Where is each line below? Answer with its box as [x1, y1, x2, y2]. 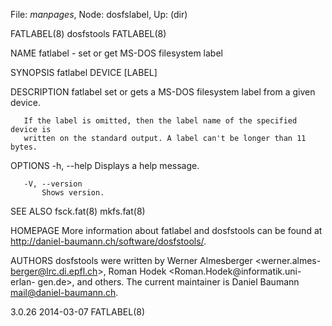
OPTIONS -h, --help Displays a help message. [10, 160, 200, 171]
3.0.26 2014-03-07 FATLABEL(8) [10, 306, 146, 318]
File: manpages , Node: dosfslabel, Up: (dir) [10, 9, 188, 20]
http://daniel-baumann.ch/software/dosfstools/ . [10, 235, 207, 247]
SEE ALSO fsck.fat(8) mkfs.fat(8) [10, 205, 146, 217]
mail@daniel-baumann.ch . [10, 287, 119, 298]
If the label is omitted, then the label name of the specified [23, 116, 298, 126]
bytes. [10, 142, 38, 152]
